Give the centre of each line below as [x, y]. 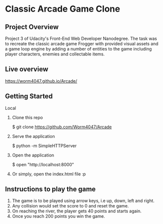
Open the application [33, 155]
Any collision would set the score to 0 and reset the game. [70, 206]
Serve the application [33, 136]
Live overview [27, 69]
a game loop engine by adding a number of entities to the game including [79, 49]
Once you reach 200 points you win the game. [59, 216]
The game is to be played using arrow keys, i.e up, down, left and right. [83, 201]
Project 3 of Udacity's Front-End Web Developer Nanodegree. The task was [81, 38]
